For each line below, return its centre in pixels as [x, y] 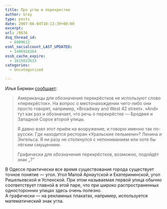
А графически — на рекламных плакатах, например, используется [77, 196]
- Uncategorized [26, 70]
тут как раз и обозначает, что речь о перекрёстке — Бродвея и [85, 114]
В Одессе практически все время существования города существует [80, 169]
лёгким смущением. [39, 145]
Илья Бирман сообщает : [31, 88]
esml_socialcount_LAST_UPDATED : [39, 47]
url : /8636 [16, 33]
